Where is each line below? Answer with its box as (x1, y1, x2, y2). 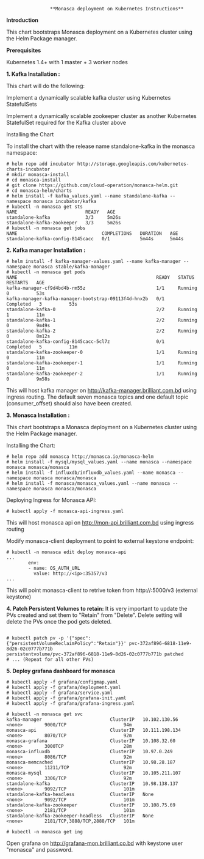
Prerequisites (6, 46, 41, 54)
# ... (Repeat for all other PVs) (6, 657, 94, 663)
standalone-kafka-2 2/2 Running (6, 328, 198, 334)
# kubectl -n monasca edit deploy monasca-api (6, 549, 127, 555)
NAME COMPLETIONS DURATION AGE (6, 230, 178, 237)
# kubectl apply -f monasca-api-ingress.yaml (6, 508, 124, 514)
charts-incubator (6, 166, 51, 172)
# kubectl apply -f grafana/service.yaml (6, 690, 113, 696)
